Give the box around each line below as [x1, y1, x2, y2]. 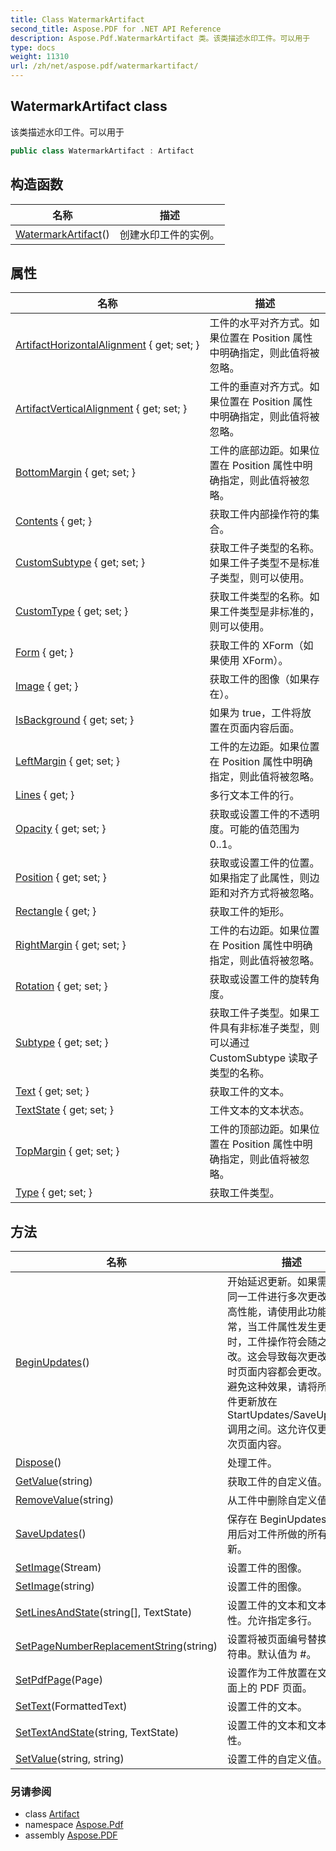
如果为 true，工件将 [209, 706, 302, 720]
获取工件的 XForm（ [209, 639, 304, 653]
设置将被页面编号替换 [226, 1632, 328, 1646]
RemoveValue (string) [15, 1493, 115, 1507]
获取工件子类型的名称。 [209, 541, 320, 555]
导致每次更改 [266, 1350, 328, 1364]
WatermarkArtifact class [10, 98, 168, 115]
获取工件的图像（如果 [209, 672, 310, 686]
